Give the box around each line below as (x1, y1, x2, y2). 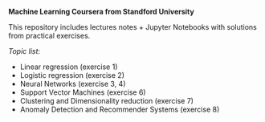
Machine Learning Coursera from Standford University (8, 7, 194, 16)
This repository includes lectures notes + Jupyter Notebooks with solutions (8, 22, 257, 31)
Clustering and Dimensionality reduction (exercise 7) (19, 96, 194, 105)
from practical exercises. (8, 31, 91, 40)
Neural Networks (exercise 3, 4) (19, 79, 126, 88)
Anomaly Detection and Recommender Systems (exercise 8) (19, 104, 220, 114)
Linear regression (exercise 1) (19, 62, 118, 71)
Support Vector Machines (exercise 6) (19, 87, 146, 97)
